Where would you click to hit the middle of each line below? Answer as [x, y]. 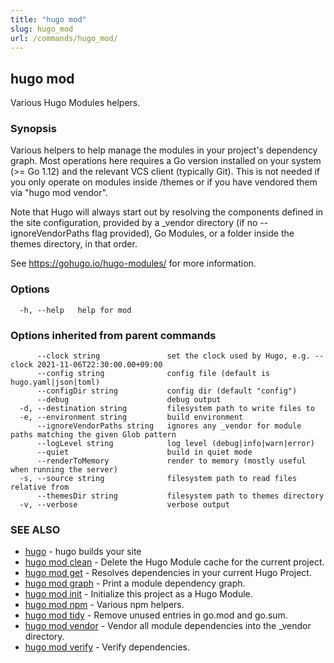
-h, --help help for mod [75, 310]
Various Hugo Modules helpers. [75, 103]
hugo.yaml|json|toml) [55, 382]
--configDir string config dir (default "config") [167, 391]
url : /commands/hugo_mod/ [64, 38]
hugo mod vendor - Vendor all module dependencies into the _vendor [168, 626]
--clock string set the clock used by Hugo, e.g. [173, 356]
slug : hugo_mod [42, 29]
